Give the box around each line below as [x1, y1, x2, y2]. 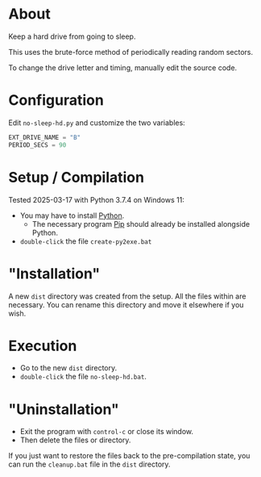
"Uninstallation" [8, 400, 119, 418]
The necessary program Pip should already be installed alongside [31, 219, 251, 228]
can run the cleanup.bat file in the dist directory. [8, 459, 171, 469]
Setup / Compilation [8, 168, 145, 186]
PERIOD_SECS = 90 [8, 140, 67, 149]
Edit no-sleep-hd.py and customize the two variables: [8, 118, 185, 128]
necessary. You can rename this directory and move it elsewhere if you [8, 299, 244, 309]
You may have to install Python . [19, 211, 125, 220]
